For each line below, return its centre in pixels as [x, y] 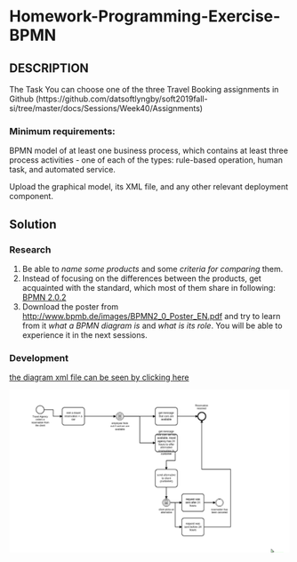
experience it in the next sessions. [85, 334]
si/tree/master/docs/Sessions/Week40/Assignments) [106, 108]
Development [39, 357]
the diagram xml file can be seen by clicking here [99, 377]
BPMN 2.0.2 [44, 297]
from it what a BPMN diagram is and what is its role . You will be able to [152, 325]
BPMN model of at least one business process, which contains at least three [149, 151]
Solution [33, 224]
